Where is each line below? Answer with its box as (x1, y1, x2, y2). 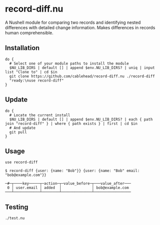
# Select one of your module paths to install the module (9, 61, 129, 66)
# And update (9, 125, 36, 130)
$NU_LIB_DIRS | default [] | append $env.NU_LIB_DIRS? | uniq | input (9, 65, 155, 70)
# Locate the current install (9, 113, 70, 118)
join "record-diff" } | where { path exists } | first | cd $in (5, 121, 138, 126)
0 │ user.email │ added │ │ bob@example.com (7, 186, 129, 190)
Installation (5, 44, 40, 52)
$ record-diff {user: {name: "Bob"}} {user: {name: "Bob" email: (5, 169, 140, 173)
